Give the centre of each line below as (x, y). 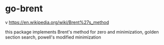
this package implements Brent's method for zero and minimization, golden (82, 32)
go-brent (24, 9)
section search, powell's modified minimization (53, 37)
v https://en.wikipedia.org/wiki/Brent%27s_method (57, 22)
